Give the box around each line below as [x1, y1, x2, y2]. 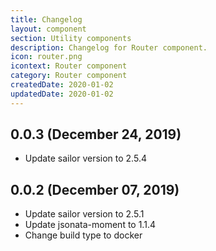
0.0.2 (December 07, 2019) [10, 181, 180, 198]
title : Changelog [10, 14, 83, 25]
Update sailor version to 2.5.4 [24, 152, 147, 165]
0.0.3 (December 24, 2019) [10, 126, 182, 143]
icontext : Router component [10, 61, 128, 71]
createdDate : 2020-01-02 [10, 80, 114, 90]
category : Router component [10, 71, 128, 81]
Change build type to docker [24, 229, 143, 241]
